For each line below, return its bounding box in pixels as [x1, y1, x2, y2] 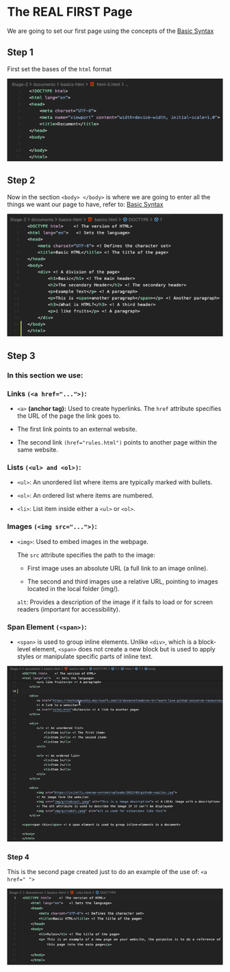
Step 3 [7, 350, 36, 362]
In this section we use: [7, 371, 84, 380]
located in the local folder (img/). [27, 584, 120, 593]
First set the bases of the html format [7, 64, 112, 73]
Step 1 [7, 47, 34, 58]
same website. [16, 446, 58, 454]
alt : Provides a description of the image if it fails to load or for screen [16, 597, 214, 606]
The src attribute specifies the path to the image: [16, 551, 155, 559]
